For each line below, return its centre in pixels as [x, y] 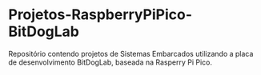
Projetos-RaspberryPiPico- [100, 15]
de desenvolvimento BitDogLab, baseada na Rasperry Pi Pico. [110, 62]
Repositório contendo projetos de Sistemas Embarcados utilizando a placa [131, 53]
